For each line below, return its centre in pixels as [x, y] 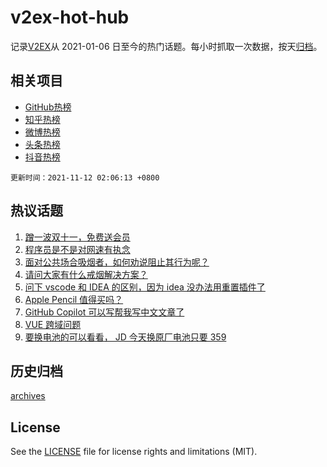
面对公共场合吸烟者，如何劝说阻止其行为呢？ [117, 262]
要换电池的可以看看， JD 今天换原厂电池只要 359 [125, 337]
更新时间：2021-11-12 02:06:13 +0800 [85, 177]
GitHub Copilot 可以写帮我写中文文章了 [104, 312]
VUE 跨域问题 [53, 324]
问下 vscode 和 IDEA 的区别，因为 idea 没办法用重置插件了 [145, 287]
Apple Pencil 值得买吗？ [74, 299]
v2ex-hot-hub [70, 17]
